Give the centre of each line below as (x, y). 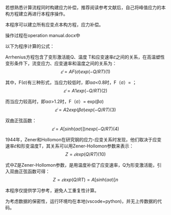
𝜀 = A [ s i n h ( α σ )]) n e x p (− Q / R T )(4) (85, 129)
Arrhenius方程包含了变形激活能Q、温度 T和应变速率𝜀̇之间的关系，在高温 (81, 57)
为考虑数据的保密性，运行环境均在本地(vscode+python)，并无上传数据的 (81, 201)
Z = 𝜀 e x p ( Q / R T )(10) (85, 154)
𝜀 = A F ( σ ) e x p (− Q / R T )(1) (85, 72)
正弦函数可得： (34, 171)
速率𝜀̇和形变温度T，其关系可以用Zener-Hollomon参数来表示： (69, 146)
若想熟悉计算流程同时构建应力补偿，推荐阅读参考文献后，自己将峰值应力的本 (85, 7)
